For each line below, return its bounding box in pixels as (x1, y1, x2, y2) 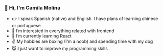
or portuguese (11, 23, 41, 29)
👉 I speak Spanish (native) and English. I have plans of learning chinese (11, 16, 158, 21)
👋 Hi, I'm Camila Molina (4, 4, 61, 11)
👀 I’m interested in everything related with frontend (11, 28, 115, 34)
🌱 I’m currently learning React (11, 33, 72, 39)
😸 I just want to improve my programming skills (11, 46, 108, 52)
